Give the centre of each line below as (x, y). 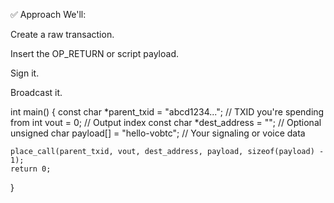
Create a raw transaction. (62, 34)
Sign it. (25, 73)
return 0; (31, 169)
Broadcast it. (36, 92)
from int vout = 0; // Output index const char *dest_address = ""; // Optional (166, 122)
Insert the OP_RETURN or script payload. (94, 53)
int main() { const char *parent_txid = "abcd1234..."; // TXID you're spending (167, 112)
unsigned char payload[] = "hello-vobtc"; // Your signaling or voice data (158, 133)
